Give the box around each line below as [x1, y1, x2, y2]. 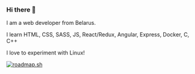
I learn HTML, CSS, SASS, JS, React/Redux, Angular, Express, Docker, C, [6, 31, 189, 38]
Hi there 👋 [6, 5, 37, 14]
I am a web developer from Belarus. [6, 19, 96, 27]
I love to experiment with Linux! [6, 49, 86, 56]
